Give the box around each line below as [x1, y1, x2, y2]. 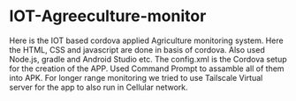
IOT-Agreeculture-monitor [9, 6, 207, 26]
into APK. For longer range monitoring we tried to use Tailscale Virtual [9, 72, 263, 83]
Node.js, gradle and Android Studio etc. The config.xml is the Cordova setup [9, 54, 287, 64]
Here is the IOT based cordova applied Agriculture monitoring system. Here [9, 35, 285, 46]
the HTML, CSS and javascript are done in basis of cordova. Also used [9, 44, 265, 54]
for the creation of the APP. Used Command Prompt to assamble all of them [9, 63, 285, 74]
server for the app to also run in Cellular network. [9, 82, 188, 92]
